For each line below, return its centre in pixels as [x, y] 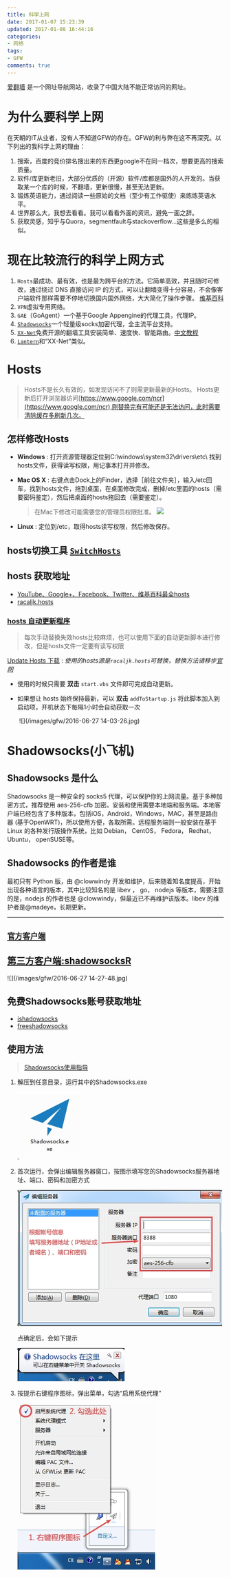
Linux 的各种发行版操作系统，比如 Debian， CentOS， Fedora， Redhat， [111, 830]
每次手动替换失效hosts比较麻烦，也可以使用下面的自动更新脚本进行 [119, 637]
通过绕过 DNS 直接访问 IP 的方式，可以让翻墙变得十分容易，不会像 [123, 289]
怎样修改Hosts [38, 439]
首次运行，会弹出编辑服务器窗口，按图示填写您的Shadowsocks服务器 [115, 1171]
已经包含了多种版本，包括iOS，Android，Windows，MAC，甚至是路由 [119, 813]
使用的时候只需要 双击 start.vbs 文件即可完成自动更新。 [97, 683]
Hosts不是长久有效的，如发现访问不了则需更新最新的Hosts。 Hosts [119, 389]
